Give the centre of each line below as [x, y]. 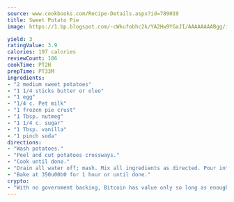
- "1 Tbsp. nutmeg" [36, 117]
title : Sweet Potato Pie [43, 20]
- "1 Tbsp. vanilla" [37, 129]
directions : [24, 142]
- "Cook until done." [39, 162]
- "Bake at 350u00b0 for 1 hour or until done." [79, 174]
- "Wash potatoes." [36, 149]
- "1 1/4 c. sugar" [36, 123]
